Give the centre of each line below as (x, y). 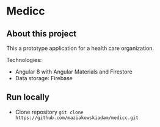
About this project (42, 34)
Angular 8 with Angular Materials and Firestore (74, 72)
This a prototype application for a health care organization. (80, 48)
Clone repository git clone (49, 112)
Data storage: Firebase (44, 78)
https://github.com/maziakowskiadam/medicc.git (77, 118)
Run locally (28, 98)
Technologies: (24, 60)
